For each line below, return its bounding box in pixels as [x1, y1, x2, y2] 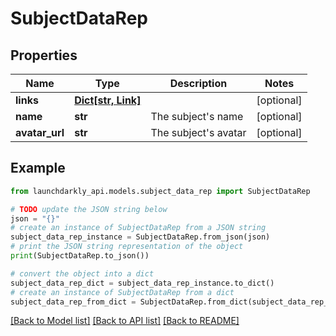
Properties [10, 47, 78, 64]
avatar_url [15, 126, 65, 139]
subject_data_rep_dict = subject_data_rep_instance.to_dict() [10, 278, 275, 288]
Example [10, 160, 66, 177]
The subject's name [150, 110, 244, 123]
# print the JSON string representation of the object [10, 242, 244, 252]
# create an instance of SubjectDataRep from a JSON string [10, 223, 267, 233]
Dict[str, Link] [74, 93, 142, 107]
